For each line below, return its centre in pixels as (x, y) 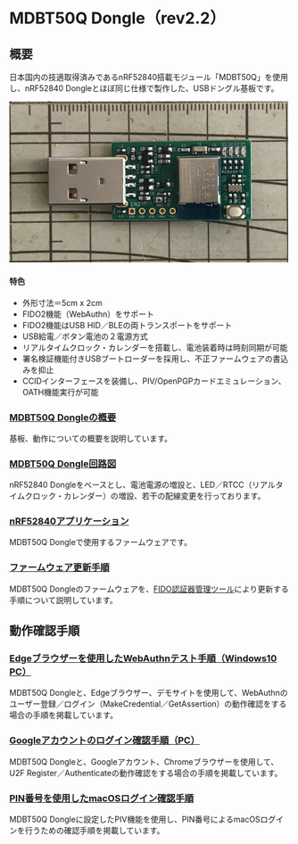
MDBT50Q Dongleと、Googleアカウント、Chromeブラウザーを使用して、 (144, 761)
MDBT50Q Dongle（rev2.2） (117, 18)
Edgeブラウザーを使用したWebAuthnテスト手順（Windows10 (143, 658)
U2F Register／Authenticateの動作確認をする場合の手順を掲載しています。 (146, 773)
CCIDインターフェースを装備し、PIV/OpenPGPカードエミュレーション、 (154, 381)
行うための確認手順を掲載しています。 (95, 831)
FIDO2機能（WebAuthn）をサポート (88, 314)
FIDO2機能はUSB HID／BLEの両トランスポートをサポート (127, 325)
